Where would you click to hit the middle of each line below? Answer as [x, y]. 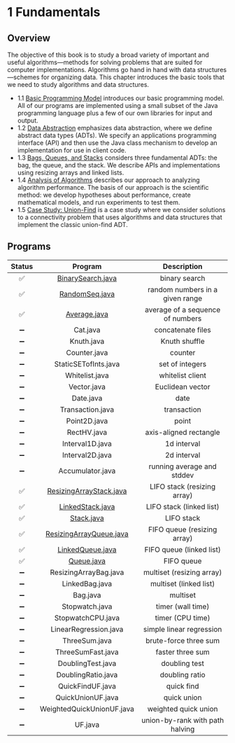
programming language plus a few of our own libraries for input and [115, 113]
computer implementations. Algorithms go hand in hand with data [101, 70]
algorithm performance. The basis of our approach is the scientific [113, 187]
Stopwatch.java [87, 606]
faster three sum [183, 652]
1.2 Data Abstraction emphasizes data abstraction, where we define [115, 128]
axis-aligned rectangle [183, 432]
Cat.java [87, 330]
